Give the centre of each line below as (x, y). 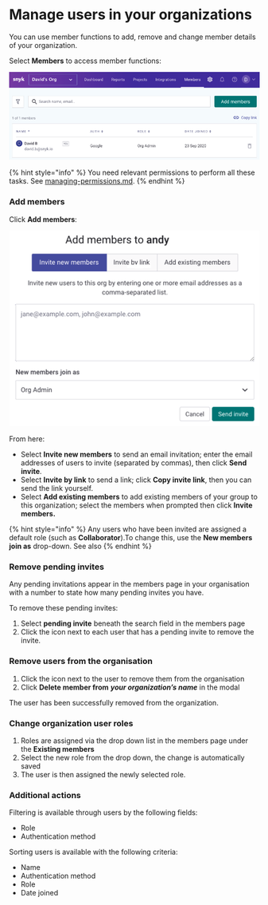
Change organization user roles (71, 723)
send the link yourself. (57, 488)
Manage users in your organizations (131, 15)
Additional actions (45, 795)
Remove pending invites (56, 567)
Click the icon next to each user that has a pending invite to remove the (137, 632)
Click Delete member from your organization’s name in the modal (130, 687)
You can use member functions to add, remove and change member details (133, 37)
